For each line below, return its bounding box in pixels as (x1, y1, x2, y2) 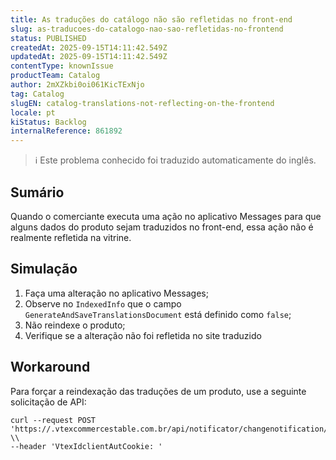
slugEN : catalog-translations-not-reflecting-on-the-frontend (10, 98, 275, 108)
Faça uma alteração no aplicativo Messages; (24, 287, 209, 299)
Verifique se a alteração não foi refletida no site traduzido (24, 329, 262, 341)
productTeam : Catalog (10, 71, 101, 81)
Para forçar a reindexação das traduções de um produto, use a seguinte (10, 385, 307, 397)
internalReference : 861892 (10, 126, 123, 136)
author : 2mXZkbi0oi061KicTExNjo (10, 80, 145, 90)
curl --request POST (10, 415, 97, 425)
